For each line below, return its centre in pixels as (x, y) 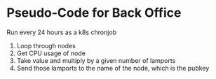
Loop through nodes (46, 45)
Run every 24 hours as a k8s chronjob (62, 32)
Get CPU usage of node (51, 53)
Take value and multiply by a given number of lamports (96, 60)
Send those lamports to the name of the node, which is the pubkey (113, 68)
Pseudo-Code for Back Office (94, 13)
